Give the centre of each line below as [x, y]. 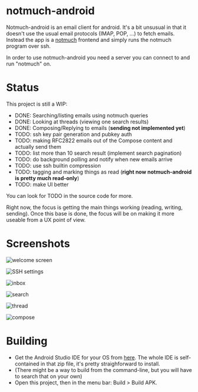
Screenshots [38, 244]
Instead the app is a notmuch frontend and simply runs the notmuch [89, 40]
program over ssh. [29, 46]
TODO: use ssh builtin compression [58, 165]
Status [23, 88]
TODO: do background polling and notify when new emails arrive [94, 159]
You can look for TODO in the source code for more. [69, 195]
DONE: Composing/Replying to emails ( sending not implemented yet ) [100, 128]
